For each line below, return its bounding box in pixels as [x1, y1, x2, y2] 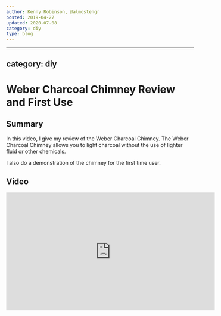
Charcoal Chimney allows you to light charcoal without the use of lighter [6, 141, 183, 148]
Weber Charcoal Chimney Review [6, 82, 176, 96]
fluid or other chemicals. [6, 148, 66, 155]
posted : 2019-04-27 [6, 14, 55, 20]
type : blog [6, 31, 33, 37]
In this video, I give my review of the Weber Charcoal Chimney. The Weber [6, 135, 189, 142]
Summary [6, 119, 43, 129]
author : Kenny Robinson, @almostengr [6, 8, 100, 15]
